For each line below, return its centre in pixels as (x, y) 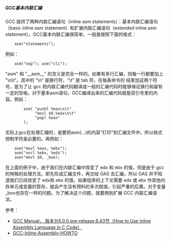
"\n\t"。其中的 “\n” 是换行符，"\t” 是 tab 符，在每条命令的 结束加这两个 (79, 80)
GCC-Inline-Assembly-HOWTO (45, 233)
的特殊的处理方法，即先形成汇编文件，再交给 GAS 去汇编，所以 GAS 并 (79, 174)
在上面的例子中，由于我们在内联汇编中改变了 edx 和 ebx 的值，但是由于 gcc (85, 167)
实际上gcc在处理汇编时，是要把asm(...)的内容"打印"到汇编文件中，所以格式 (84, 132)
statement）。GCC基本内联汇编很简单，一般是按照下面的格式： (71, 34)
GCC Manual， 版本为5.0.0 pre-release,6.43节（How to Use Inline (82, 221)
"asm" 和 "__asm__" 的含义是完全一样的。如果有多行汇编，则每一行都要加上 (84, 73)
